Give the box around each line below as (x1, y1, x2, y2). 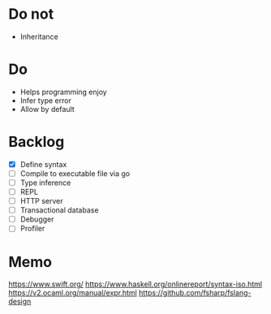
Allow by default (19, 104, 75, 114)
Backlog (8, 133, 65, 151)
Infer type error (19, 95, 71, 105)
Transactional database (19, 205, 99, 215)
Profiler (19, 224, 45, 234)
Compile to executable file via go (19, 168, 131, 179)
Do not (8, 5, 54, 24)
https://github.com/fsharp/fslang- (139, 288, 252, 298)
